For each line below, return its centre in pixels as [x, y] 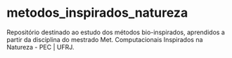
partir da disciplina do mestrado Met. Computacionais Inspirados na [105, 39]
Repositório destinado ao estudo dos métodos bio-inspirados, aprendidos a [116, 32]
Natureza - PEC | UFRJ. [40, 47]
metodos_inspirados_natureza [97, 13]
